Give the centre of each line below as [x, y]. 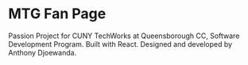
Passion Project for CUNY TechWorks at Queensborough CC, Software [124, 36]
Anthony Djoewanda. [43, 52]
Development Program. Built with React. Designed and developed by [120, 44]
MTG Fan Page [57, 14]
